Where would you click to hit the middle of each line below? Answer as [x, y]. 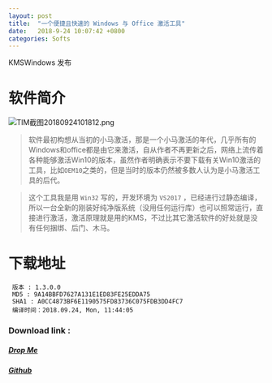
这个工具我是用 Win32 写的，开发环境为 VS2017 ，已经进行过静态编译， [145, 198]
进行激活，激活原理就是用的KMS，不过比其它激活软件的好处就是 [143, 218]
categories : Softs [39, 39]
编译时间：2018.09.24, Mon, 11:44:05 [73, 310]
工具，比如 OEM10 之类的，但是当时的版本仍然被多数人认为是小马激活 [140, 170]
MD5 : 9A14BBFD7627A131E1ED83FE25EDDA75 [81, 295]
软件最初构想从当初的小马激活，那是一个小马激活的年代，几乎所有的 [142, 140]
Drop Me [23, 350]
